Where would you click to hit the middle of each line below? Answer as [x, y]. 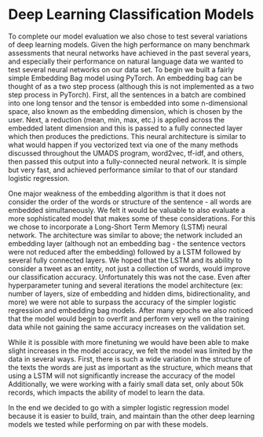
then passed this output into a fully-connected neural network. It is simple [128, 161]
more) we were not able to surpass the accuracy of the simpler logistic [122, 302]
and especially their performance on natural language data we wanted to [126, 61]
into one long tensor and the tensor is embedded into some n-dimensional [128, 103]
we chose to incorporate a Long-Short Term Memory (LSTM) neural [118, 226]
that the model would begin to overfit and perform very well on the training [129, 318]
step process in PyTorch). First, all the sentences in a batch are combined [127, 94]
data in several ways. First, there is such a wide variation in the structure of [130, 358]
